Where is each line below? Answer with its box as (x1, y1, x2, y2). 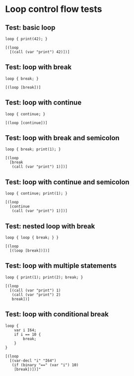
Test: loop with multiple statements (5, 262, 117, 270)
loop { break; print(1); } (5, 147, 61, 152)
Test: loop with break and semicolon (5, 134, 120, 142)
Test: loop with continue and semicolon (5, 178, 130, 186)
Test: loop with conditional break (5, 310, 109, 319)
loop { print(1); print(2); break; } (5, 275, 83, 280)
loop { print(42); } (5, 36, 48, 41)
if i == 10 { (14, 332, 41, 337)
